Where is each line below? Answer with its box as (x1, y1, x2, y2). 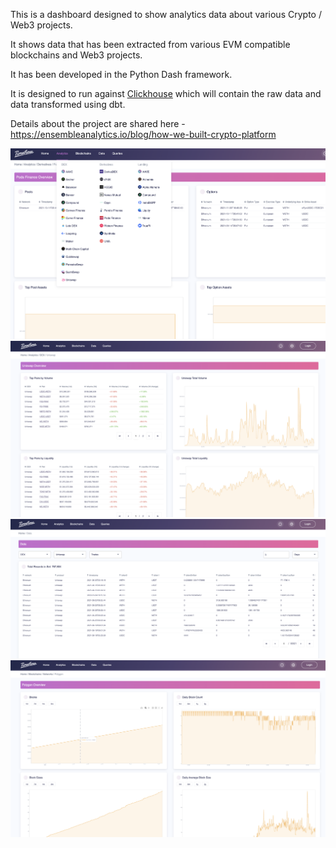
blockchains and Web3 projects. (10, 49, 143, 61)
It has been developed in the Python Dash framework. (10, 69, 233, 80)
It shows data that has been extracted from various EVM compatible (10, 39, 291, 50)
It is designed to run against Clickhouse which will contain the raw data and (10, 88, 322, 99)
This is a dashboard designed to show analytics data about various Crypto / (10, 9, 322, 20)
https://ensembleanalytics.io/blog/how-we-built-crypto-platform (10, 129, 277, 140)
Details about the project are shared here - (10, 118, 186, 129)
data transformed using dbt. (10, 99, 126, 110)
